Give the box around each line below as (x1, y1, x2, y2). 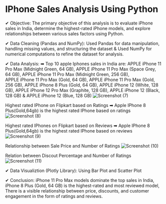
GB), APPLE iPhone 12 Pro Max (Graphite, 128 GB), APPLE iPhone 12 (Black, (5, 87, 161, 93)
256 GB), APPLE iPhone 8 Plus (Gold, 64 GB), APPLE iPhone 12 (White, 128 (5, 81, 159, 88)
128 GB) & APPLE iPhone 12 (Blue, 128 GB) (5, 92, 92, 98)
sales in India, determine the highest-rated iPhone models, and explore (5, 25, 151, 31)
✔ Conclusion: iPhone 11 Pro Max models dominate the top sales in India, (5, 177, 155, 183)
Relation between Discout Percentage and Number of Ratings (5, 152, 132, 158)
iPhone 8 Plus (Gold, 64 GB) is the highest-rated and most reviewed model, (5, 182, 160, 188)
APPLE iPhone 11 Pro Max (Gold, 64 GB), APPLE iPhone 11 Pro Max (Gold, (5, 76, 155, 82)
